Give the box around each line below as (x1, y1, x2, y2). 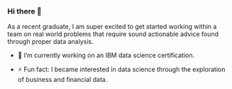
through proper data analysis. (7, 37, 94, 46)
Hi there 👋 (7, 6, 43, 16)
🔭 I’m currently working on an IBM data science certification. (17, 51, 195, 59)
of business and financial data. (17, 76, 108, 84)
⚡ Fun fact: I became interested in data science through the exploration (17, 65, 226, 73)
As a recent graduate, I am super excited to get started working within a (7, 23, 217, 31)
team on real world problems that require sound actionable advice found (7, 30, 219, 38)
